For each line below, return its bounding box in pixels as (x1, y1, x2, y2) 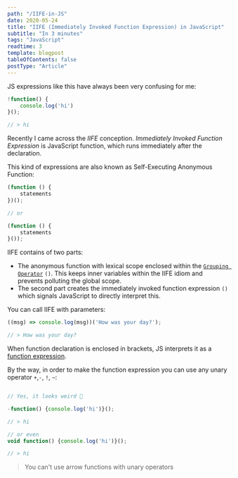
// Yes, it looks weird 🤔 (7, 393, 83, 400)
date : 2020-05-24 (7, 17, 58, 24)
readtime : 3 (7, 43, 42, 50)
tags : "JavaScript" (7, 37, 65, 44)
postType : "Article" (7, 63, 68, 70)
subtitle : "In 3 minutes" (7, 30, 83, 37)
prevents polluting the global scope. (17, 277, 121, 285)
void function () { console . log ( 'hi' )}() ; (7, 437, 128, 444)
